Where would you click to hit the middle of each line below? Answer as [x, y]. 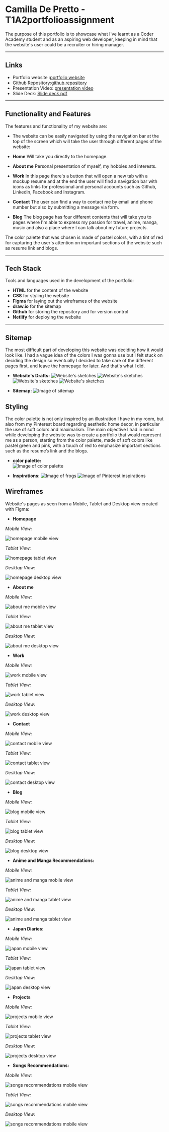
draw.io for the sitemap [37, 306]
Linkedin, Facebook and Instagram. [49, 192]
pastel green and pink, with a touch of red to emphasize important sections [83, 445]
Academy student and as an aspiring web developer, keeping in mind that [81, 39]
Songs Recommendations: [41, 1065]
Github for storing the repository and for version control [70, 312]
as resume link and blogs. [32, 248]
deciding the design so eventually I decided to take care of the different [79, 361]
